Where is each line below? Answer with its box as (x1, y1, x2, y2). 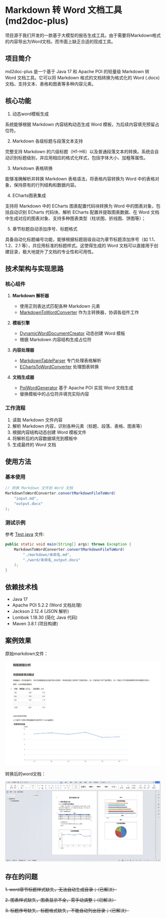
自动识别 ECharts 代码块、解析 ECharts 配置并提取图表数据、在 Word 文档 (9, 209, 160, 215)
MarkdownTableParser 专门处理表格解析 (19, 358, 102, 364)
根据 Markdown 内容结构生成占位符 (19, 337, 92, 343)
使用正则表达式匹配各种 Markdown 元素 (19, 303, 100, 309)
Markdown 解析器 (12, 293, 49, 299)
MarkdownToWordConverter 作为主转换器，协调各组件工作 (19, 310, 139, 316)
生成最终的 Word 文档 (12, 441, 56, 448)
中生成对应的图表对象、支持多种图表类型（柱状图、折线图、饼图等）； (5, 215, 146, 221)
